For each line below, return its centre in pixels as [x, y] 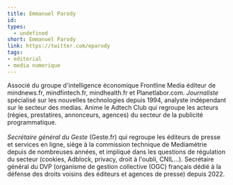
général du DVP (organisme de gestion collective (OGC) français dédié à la [114, 166]
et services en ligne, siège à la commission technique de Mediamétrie [107, 144]
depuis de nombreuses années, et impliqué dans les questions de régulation [116, 152]
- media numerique [34, 65]
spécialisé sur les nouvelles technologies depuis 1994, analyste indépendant [117, 100]
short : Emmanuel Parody [42, 40]
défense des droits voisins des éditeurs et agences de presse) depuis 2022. [116, 174]
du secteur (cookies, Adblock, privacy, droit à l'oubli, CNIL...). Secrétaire [111, 159]
